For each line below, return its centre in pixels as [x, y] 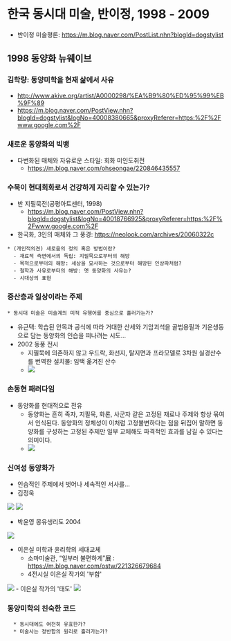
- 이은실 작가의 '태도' [44, 589]
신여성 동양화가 [31, 467]
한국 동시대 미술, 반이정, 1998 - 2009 [108, 14]
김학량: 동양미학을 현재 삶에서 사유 [61, 80]
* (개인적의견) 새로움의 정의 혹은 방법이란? [62, 249]
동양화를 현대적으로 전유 [50, 405]
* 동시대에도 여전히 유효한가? [50, 624]
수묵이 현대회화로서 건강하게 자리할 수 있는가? [78, 187]
